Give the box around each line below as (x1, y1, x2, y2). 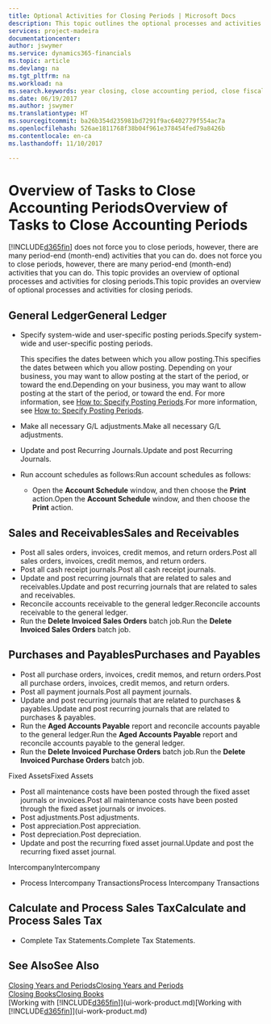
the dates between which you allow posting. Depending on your (19, 363, 232, 372)
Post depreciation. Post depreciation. (19, 829, 142, 839)
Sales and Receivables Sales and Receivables (8, 526, 240, 539)
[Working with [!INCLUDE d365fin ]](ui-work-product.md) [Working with (8, 997, 242, 1007)
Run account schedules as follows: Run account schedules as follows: (19, 470, 252, 480)
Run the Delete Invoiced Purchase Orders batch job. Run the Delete (19, 746, 246, 756)
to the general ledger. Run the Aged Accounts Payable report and (19, 729, 238, 739)
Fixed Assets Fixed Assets (8, 770, 94, 780)
